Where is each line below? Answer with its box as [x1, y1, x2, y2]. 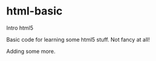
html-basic [6, 4, 63, 18]
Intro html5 [6, 24, 33, 31]
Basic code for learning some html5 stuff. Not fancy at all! [6, 36, 150, 43]
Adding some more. [6, 47, 56, 55]
